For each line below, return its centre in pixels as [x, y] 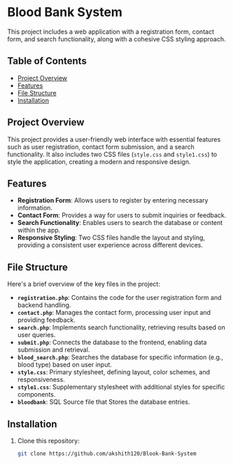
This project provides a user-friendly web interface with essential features [114, 139]
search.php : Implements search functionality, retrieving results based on [121, 327]
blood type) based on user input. [64, 364]
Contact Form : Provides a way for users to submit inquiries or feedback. [122, 215]
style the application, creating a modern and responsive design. [99, 161]
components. [36, 395]
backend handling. [44, 305]
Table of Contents [47, 61]
